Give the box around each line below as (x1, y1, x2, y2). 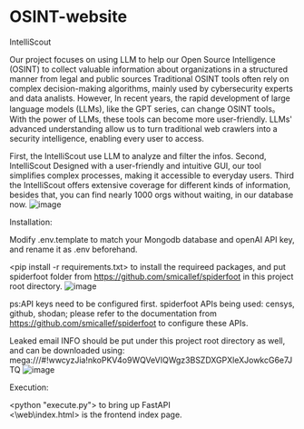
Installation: (9, 216, 53, 227)
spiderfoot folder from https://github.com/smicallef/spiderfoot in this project (9, 271, 294, 282)
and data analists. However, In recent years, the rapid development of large (9, 93, 290, 104)
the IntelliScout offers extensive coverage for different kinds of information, (9, 179, 291, 190)
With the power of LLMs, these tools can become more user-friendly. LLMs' (9, 114, 293, 125)
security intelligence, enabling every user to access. (9, 133, 204, 144)
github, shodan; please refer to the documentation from (9, 307, 218, 319)
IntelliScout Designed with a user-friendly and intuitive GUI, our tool (9, 160, 261, 171)
